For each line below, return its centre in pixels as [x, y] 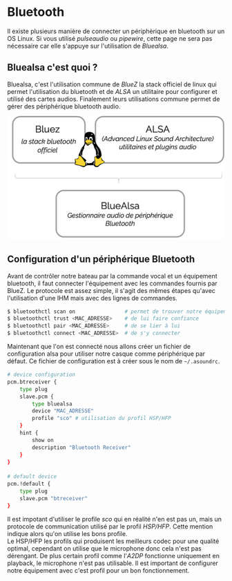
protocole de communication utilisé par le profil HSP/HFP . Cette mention [110, 526]
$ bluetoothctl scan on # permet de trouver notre [105, 312]
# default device [32, 477]
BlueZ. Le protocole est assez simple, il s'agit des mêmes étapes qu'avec [112, 290]
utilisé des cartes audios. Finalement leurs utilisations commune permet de [114, 99]
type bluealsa [52, 404]
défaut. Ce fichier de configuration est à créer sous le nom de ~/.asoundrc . [114, 361]
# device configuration [41, 374]
